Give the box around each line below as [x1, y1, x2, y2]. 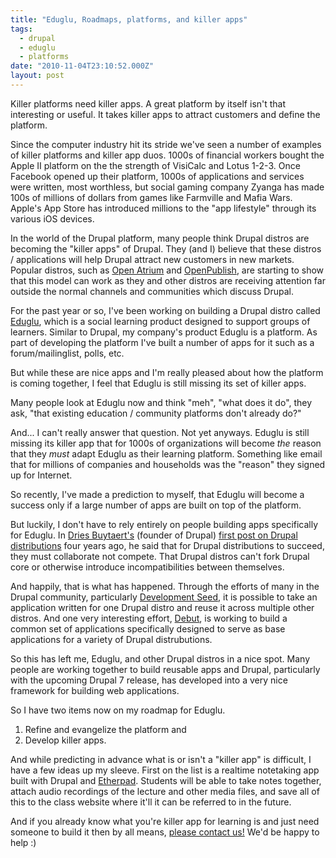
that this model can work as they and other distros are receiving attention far [10, 274, 326, 286]
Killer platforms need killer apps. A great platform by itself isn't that [10, 97, 287, 110]
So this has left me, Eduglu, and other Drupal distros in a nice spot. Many [10, 652, 311, 665]
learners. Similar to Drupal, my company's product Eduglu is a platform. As [10, 326, 318, 338]
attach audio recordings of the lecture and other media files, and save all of [10, 785, 320, 797]
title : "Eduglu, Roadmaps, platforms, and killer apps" [10, 14, 248, 25]
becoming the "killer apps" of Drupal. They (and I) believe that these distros [10, 242, 322, 255]
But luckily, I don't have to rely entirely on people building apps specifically [10, 518, 319, 530]
